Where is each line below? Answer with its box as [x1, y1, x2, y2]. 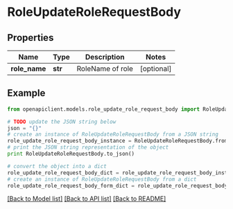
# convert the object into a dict [7, 163, 107, 170]
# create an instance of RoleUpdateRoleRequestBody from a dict [7, 176, 197, 183]
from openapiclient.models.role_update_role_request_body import [7, 105, 200, 113]
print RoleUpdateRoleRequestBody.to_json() [7, 150, 135, 158]
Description [85, 53, 125, 62]
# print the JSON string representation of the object [7, 144, 169, 151]
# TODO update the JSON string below [7, 118, 116, 125]
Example [7, 87, 46, 99]
